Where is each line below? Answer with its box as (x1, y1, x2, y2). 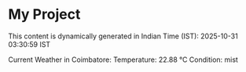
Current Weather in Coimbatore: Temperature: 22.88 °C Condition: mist (8, 55, 238, 64)
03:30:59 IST (8, 39, 51, 49)
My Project (8, 5, 81, 23)
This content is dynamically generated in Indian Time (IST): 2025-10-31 (8, 31, 238, 41)
